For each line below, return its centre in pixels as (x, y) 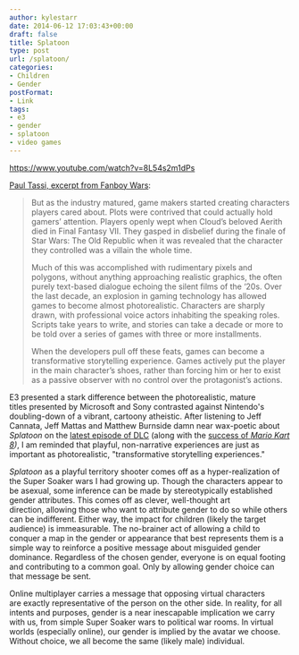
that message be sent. (50, 576)
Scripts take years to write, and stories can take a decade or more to (157, 324)
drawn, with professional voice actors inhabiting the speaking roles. (155, 315)
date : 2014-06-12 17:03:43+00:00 (71, 26)
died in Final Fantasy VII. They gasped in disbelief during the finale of (158, 231)
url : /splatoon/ (39, 59)
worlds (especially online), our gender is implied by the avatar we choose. (145, 631)
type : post (29, 51)
